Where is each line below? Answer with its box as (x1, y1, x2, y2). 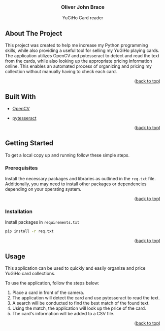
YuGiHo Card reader (62, 15, 103, 21)
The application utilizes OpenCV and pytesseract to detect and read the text (5, 53, 160, 59)
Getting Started (5, 139, 54, 147)
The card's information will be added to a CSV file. (12, 311, 115, 317)
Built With (5, 92, 36, 101)
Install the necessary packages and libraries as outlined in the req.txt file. (5, 176, 156, 182)
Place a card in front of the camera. (12, 290, 85, 295)
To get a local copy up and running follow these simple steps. (5, 152, 130, 158)
